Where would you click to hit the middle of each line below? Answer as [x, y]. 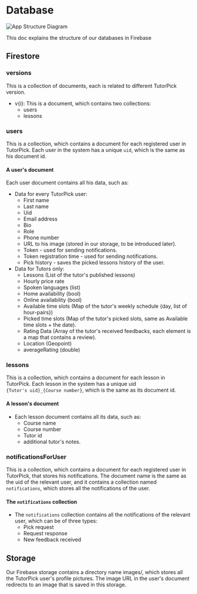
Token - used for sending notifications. [70, 250]
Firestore [23, 56]
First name [36, 201]
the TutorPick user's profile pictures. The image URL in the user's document [98, 578]
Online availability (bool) [52, 300]
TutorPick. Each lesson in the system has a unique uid [71, 384]
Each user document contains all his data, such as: [67, 183]
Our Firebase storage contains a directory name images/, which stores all [94, 572]
